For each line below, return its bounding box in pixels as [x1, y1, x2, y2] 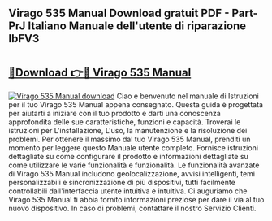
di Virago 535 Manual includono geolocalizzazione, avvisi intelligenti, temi [8, 169, 256, 178]
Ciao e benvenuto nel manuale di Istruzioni [116, 91, 260, 101]
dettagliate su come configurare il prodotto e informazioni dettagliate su [8, 152, 249, 161]
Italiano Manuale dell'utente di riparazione [28, 19, 247, 33]
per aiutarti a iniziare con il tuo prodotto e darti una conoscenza [8, 109, 221, 118]
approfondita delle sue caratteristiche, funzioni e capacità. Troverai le [8, 117, 241, 127]
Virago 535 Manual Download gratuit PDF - [8, 6, 230, 20]
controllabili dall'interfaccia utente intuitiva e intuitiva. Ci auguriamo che [8, 186, 248, 196]
